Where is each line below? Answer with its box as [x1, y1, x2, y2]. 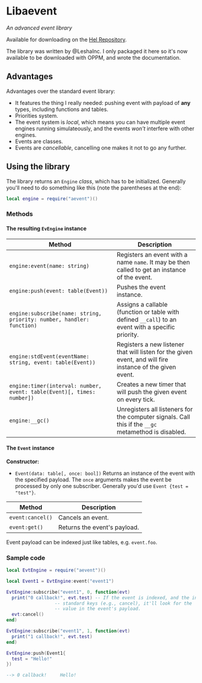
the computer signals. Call [116, 412, 191, 421]
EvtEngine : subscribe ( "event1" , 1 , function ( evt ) [6, 628, 130, 634]
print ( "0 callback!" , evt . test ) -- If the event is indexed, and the [11, 594, 189, 601]
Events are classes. [14, 138, 63, 145]
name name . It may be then [116, 258, 191, 266]
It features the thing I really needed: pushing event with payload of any [14, 99, 191, 106]
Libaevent [6, 4, 57, 18]
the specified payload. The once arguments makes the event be [14, 475, 172, 483]
